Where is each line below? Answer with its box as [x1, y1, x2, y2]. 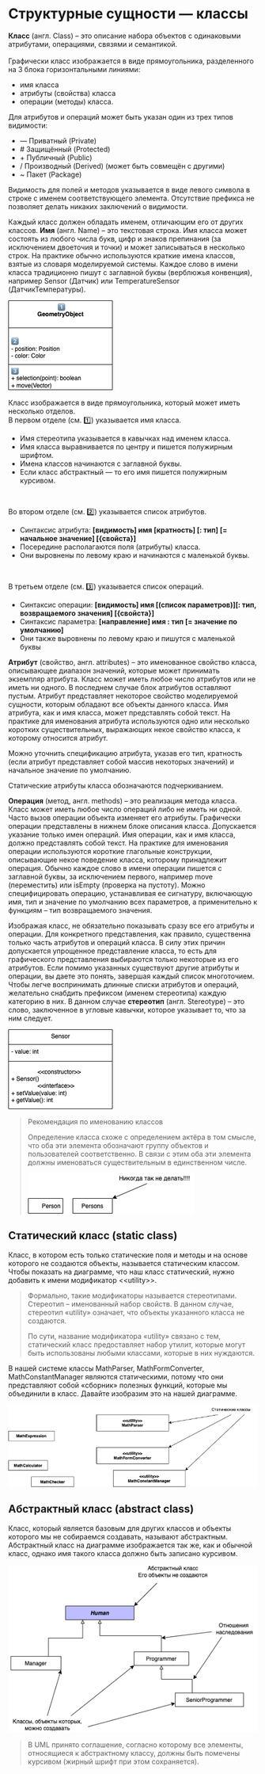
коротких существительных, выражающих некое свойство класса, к [8, 724, 241, 734]
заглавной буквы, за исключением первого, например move [8, 872, 214, 881]
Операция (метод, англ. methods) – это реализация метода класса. [8, 795, 237, 805]
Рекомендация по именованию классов [27, 1116, 164, 1126]
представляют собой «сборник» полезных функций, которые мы [8, 1380, 228, 1390]
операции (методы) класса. [19, 97, 114, 106]
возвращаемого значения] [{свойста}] [19, 608, 155, 618]
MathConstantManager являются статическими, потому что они [8, 1372, 224, 1381]
